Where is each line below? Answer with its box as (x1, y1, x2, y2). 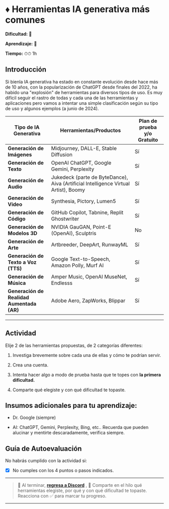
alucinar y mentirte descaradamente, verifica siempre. (12, 429, 125, 436)
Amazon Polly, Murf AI (51, 262, 104, 269)
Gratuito (138, 136, 158, 143)
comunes (5, 14, 45, 26)
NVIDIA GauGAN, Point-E (51, 223, 112, 230)
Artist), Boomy (51, 186, 86, 193)
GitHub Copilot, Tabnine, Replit (51, 209, 124, 216)
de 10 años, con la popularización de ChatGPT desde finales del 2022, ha (5, 84, 157, 90)
